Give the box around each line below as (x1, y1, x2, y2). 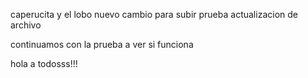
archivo (10, 19, 42, 31)
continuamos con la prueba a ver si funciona (10, 39, 194, 50)
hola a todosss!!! (10, 58, 78, 69)
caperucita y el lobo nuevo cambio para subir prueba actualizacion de (10, 9, 298, 20)
